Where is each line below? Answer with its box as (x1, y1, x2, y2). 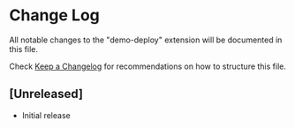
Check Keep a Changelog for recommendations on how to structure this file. (9, 61, 287, 72)
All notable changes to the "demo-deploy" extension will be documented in (9, 34, 283, 45)
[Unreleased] (9, 87, 84, 102)
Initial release (21, 109, 71, 120)
